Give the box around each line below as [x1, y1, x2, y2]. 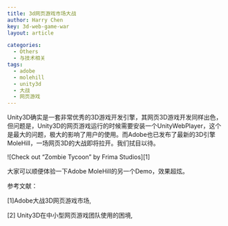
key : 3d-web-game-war [7, 23, 70, 30]
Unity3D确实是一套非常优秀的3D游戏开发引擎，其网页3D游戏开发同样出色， [7, 113, 222, 122]
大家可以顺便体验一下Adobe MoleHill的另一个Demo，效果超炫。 [7, 167, 189, 176]
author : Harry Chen [7, 17, 64, 23]
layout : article [7, 29, 54, 37]
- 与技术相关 [13, 55, 46, 62]
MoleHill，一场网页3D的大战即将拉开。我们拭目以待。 [7, 139, 160, 147]
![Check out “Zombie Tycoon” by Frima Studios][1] [7, 153, 151, 161]
